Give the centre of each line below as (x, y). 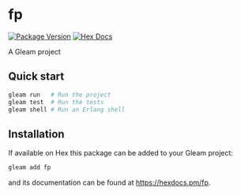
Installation (36, 134)
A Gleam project (34, 51)
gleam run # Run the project (60, 95)
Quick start (36, 77)
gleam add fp (30, 167)
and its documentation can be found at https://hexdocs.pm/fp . (109, 182)
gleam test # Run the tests (56, 102)
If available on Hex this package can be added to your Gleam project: (120, 153)
